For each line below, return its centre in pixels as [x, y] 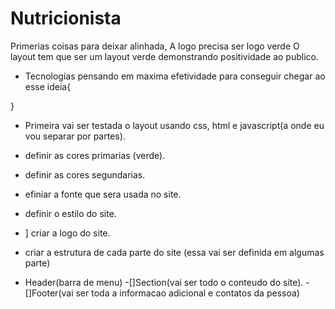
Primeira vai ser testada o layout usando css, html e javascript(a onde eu [174, 125]
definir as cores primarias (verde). [95, 155]
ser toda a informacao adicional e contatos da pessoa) [187, 293]
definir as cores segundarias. [85, 174]
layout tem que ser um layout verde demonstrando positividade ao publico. [164, 56]
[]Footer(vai [49, 293]
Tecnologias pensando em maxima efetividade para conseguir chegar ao [175, 76]
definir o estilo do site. [70, 213]
